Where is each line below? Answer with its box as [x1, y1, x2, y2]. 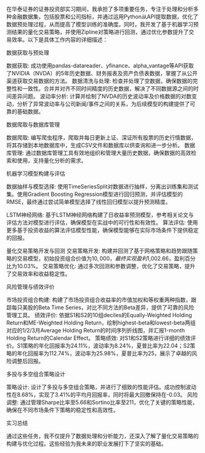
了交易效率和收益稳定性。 [6, 270, 71, 277]
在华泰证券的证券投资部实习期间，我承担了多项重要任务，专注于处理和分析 [6, 6, 193, 12]
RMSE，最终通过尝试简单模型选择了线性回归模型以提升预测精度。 [6, 198, 171, 205]
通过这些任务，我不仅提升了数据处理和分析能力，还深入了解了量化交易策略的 [6, 432, 199, 440]
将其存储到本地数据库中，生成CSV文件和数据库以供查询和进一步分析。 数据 [6, 141, 195, 149]
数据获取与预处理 [6, 49, 49, 56]
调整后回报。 [11, 358, 44, 364]
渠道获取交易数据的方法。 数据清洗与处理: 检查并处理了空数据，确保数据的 [6, 77, 193, 84]
